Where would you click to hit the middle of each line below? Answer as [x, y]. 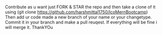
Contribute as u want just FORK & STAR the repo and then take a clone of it [80, 7]
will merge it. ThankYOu [29, 27]
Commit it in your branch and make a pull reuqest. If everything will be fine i [81, 22]
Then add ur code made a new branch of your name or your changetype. [79, 17]
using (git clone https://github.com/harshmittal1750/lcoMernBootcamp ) [76, 12]
